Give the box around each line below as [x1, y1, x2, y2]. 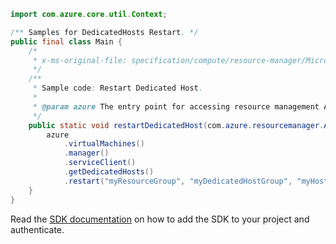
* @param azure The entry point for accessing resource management [32, 101, 320, 112]
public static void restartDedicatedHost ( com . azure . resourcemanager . [28, 120, 325, 130]
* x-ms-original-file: [32, 55, 128, 65]
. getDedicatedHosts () [63, 167, 155, 177]
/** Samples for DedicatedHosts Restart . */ [10, 27, 199, 37]
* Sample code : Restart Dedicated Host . [32, 83, 203, 94]
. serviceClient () [63, 158, 137, 168]
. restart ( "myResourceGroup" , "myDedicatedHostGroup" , [63, 176, 293, 186]
